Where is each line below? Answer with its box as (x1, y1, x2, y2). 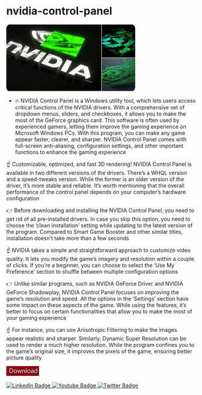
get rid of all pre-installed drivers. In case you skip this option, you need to (6, 215, 191, 222)
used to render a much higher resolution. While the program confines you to (6, 341, 195, 348)
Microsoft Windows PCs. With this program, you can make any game (14, 129, 185, 136)
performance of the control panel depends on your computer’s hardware (6, 188, 186, 195)
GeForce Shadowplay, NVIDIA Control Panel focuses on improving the (6, 289, 179, 296)
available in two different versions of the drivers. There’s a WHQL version (6, 169, 188, 176)
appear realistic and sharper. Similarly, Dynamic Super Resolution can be (6, 335, 186, 342)
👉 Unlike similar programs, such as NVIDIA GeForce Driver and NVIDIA (6, 280, 183, 287)
